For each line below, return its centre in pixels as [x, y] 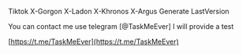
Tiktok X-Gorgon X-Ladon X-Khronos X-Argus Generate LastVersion [119, 11]
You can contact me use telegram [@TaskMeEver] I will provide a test [121, 26]
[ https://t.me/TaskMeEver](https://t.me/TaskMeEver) [94, 41]
